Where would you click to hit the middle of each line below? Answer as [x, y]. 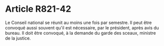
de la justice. [18, 38]
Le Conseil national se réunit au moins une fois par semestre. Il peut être [78, 23]
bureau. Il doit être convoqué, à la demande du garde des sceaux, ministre [81, 33]
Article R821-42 [38, 9]
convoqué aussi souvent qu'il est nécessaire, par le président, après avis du [82, 27]
